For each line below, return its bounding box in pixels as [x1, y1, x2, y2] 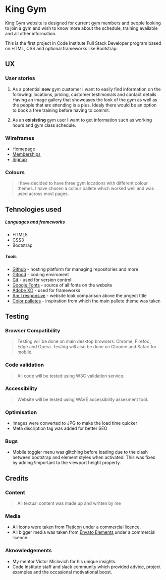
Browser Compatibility [5, 327, 60, 334]
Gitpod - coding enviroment [12, 271, 69, 277]
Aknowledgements [5, 547, 52, 554]
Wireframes [5, 134, 35, 141]
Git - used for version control [12, 277, 72, 283]
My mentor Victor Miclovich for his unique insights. [12, 558, 116, 564]
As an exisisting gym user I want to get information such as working [12, 117, 152, 123]
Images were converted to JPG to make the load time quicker [12, 420, 138, 426]
